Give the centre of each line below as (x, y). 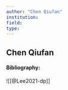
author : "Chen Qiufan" (34, 12)
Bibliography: (23, 68)
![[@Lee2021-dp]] (28, 80)
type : (13, 28)
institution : (22, 17)
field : (14, 23)
